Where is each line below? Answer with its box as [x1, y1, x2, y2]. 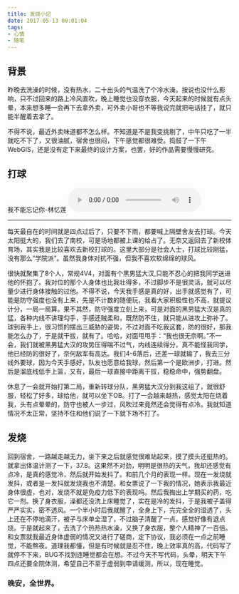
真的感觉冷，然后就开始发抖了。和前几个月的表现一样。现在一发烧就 [31, 470, 232, 478]
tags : [7, 24, 23, 31]
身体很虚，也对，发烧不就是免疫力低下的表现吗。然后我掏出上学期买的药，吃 [7, 488, 232, 496]
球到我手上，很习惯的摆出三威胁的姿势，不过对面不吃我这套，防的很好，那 [7, 322, 225, 331]
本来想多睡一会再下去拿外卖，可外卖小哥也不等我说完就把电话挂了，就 [19, 103, 225, 111]
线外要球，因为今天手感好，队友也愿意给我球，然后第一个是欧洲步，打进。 [7, 358, 225, 367]
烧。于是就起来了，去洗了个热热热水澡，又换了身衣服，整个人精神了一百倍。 [7, 523, 232, 532]
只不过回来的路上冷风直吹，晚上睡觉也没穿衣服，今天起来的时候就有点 [19, 94, 225, 103]
